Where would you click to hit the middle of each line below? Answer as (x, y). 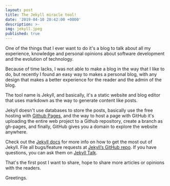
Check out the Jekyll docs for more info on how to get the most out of (79, 142)
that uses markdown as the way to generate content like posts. (71, 100)
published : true (23, 34)
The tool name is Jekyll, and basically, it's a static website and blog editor (83, 95)
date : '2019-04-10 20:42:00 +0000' (43, 19)
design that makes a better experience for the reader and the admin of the (83, 80)
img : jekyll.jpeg (24, 29)
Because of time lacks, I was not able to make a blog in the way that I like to (85, 69)
